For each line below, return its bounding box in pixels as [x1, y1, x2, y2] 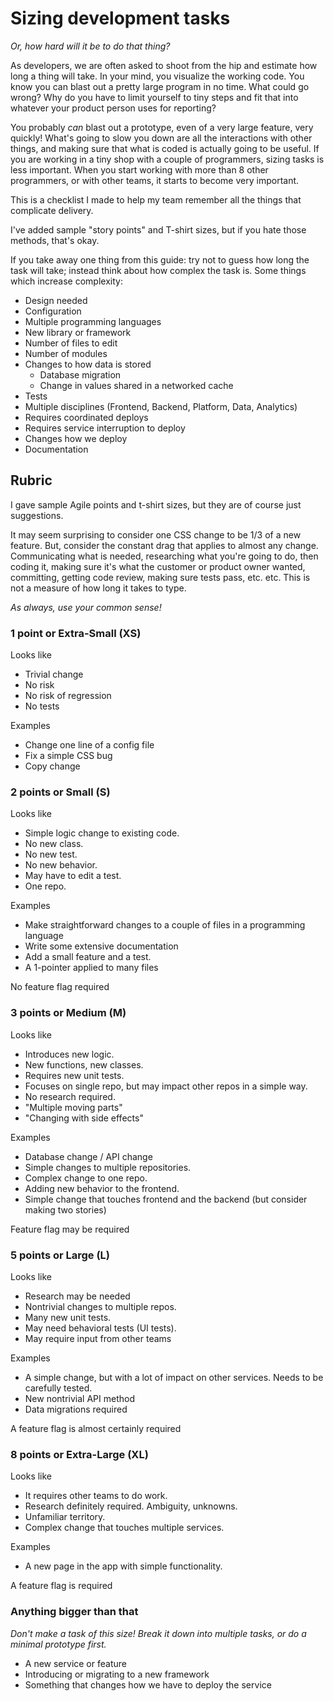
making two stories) [24, 1203, 107, 1216]
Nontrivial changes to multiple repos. [24, 1300, 177, 1312]
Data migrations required [24, 1403, 128, 1415]
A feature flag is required [10, 1580, 113, 1592]
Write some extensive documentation [24, 940, 179, 952]
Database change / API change [24, 1150, 153, 1162]
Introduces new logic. [24, 1048, 115, 1060]
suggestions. [10, 509, 64, 521]
